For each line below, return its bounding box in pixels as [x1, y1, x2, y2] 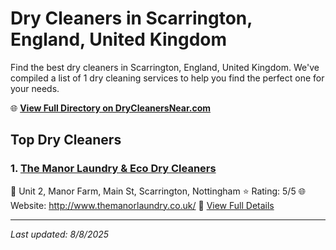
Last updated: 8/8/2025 [10, 228, 110, 240]
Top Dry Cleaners [10, 132, 122, 149]
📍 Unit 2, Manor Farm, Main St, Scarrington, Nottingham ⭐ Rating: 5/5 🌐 [10, 185, 306, 197]
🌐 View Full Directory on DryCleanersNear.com [10, 102, 212, 114]
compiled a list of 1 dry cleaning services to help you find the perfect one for [10, 72, 325, 84]
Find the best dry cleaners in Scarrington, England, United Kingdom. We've [10, 61, 320, 73]
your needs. [10, 82, 60, 94]
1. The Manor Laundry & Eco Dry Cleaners [10, 162, 217, 176]
